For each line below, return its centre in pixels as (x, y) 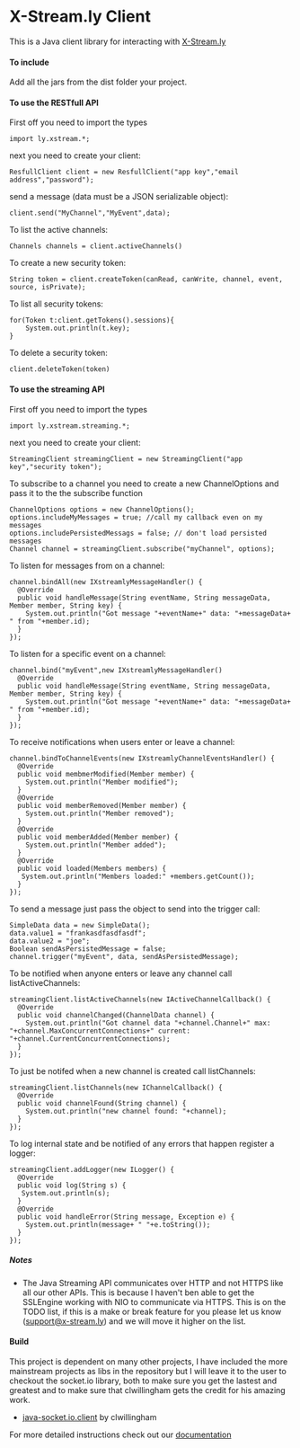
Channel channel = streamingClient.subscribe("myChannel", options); (142, 549)
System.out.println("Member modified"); (102, 782)
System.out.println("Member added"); (96, 845)
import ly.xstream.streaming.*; (70, 426)
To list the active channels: (59, 230)
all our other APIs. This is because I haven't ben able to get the (138, 1293)
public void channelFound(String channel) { (102, 1103)
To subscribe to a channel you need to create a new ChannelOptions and (144, 484)
